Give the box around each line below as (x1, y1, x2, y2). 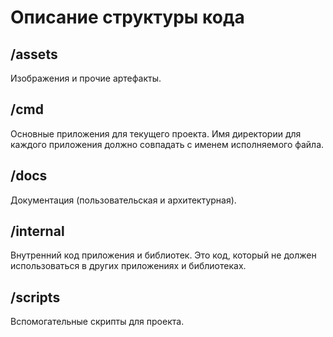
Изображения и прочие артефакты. (10, 72, 162, 84)
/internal (10, 223, 65, 240)
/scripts (10, 289, 61, 306)
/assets (10, 46, 58, 63)
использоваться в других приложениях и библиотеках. (10, 260, 247, 272)
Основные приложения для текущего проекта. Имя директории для (10, 127, 302, 140)
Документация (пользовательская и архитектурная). (10, 194, 237, 206)
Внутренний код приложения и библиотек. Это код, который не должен (10, 249, 317, 261)
